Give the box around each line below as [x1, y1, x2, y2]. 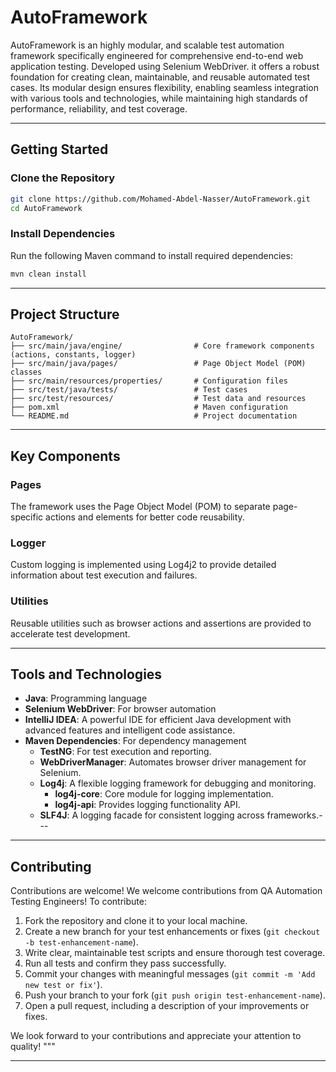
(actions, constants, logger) [10, 350, 137, 360]
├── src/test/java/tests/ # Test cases [10, 385, 248, 395]
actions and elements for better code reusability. [45, 511, 245, 523]
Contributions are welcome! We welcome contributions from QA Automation [10, 885, 323, 897]
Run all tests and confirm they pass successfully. [24, 957, 227, 970]
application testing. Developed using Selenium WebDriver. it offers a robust [10, 60, 320, 72]
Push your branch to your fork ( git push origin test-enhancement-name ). [24, 989, 326, 1001]
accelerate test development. [10, 627, 131, 640]
